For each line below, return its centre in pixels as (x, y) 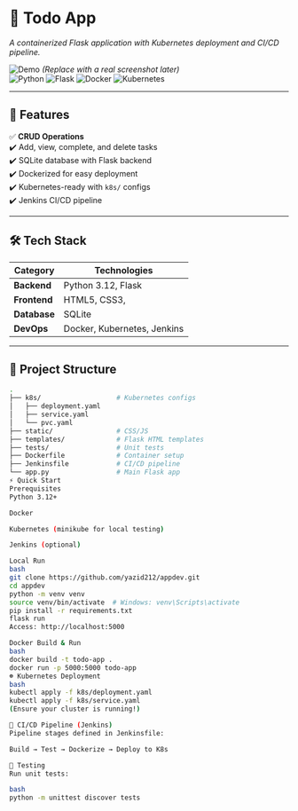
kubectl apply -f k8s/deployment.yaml (81, 693)
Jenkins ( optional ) (45, 545)
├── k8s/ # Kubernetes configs (103, 398)
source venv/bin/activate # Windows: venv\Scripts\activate (125, 602)
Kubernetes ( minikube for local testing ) (87, 529)
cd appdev (27, 586)
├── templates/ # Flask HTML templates (106, 439)
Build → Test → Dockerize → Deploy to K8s (89, 749)
